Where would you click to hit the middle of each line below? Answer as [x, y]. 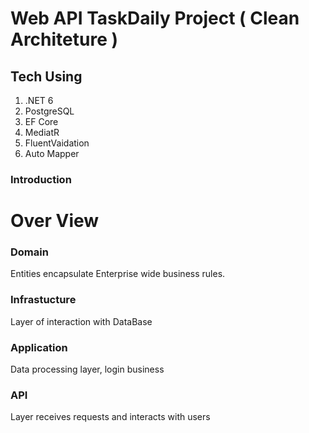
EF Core [41, 121]
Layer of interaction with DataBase [81, 321]
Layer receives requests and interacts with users [110, 417]
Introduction [41, 179]
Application [39, 347]
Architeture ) [64, 39]
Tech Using [46, 76]
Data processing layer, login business [87, 369]
